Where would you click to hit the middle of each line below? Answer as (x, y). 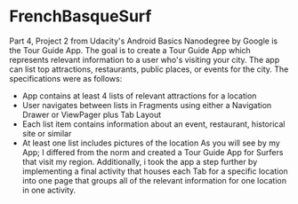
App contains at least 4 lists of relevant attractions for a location (139, 96)
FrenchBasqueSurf (81, 16)
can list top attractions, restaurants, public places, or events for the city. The (149, 69)
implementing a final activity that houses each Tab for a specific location (155, 171)
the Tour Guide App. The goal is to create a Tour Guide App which (130, 50)
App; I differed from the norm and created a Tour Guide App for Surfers (153, 152)
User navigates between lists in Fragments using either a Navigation (147, 105)
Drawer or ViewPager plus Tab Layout (92, 114)
